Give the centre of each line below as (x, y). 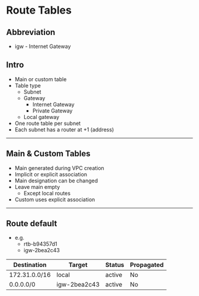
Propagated (147, 265)
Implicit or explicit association (51, 174)
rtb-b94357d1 (40, 244)
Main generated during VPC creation (60, 168)
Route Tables (39, 10)
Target (78, 265)
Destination (30, 265)
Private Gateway (52, 111)
